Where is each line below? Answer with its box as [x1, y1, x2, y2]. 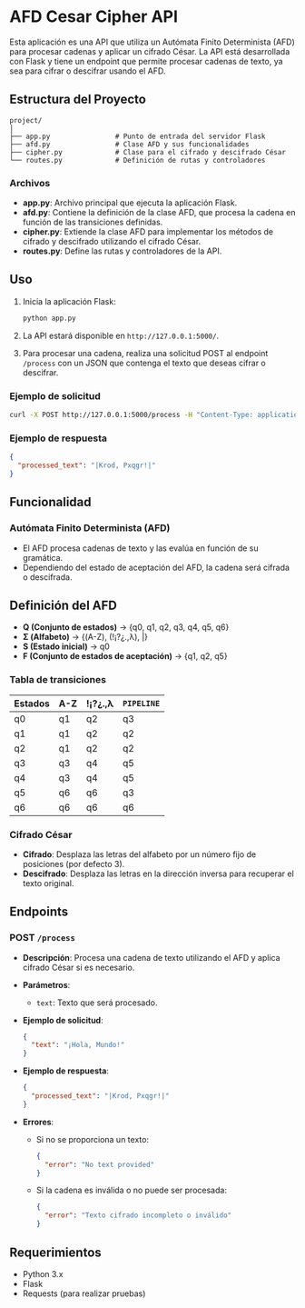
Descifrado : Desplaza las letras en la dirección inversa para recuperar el [22, 868, 295, 879]
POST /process [9, 932, 75, 944]
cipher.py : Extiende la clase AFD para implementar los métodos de [22, 226, 274, 237]
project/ [9, 115, 43, 125]
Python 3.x [22, 1268, 64, 1279]
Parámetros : [22, 979, 71, 990]
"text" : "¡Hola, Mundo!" [31, 1041, 125, 1050]
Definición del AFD [9, 597, 118, 613]
